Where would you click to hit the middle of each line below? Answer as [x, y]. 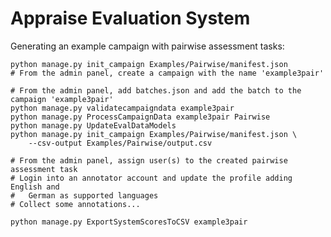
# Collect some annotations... [75, 204]
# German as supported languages [84, 195]
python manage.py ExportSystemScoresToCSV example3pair [129, 222]
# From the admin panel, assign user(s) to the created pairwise [149, 160]
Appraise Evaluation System [130, 18]
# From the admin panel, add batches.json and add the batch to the [156, 90]
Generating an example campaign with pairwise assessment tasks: [147, 46]
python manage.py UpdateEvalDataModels [93, 125]
